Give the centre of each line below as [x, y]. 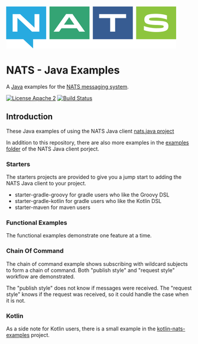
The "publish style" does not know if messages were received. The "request [99, 288]
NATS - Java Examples [63, 70]
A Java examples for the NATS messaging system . [67, 86]
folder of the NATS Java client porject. [53, 149]
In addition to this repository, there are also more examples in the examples [98, 142]
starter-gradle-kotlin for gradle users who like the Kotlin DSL [88, 201]
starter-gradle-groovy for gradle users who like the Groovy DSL [92, 195]
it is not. [16, 300]
